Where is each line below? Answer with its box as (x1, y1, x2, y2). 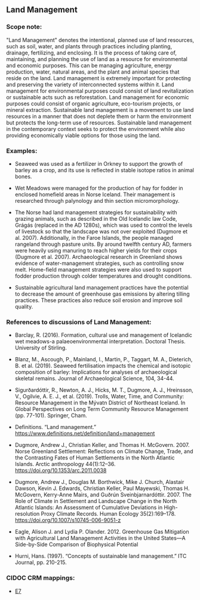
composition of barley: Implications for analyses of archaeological (14, 368, 177, 376)
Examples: (6, 147, 38, 155)
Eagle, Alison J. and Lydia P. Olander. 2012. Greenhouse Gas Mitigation (14, 528, 189, 535)
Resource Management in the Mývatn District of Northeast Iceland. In (14, 399, 186, 406)
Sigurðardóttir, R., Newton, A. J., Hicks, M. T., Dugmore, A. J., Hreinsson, (14, 386, 194, 394)
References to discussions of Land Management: (6, 318, 152, 326)
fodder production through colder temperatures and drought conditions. (14, 272, 192, 279)
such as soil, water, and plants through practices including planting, (6, 42, 172, 50)
